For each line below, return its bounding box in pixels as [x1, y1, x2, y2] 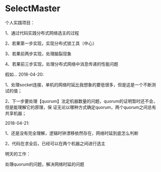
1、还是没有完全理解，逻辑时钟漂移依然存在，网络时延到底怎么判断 [5, 130, 139, 136]
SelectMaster [5, 3, 61, 14]
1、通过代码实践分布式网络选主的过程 [5, 30, 79, 36]
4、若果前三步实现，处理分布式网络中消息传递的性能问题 [5, 61, 119, 67]
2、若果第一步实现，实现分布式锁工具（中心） [5, 40, 97, 46]
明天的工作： [5, 151, 31, 156]
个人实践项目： [5, 19, 35, 25]
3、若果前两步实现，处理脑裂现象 [5, 51, 72, 57]
